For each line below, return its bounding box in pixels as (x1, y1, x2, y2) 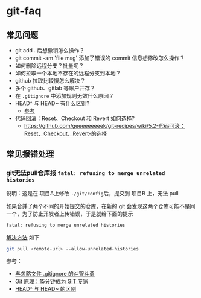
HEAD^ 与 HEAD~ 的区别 (14, 285, 77, 293)
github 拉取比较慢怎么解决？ (14, 77, 86, 84)
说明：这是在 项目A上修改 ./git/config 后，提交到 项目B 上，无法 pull (6, 189, 179, 197)
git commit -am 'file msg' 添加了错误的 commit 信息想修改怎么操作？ (14, 54, 185, 62)
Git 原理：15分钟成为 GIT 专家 (14, 277, 89, 285)
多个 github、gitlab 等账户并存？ (14, 84, 95, 92)
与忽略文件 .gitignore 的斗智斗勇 (14, 270, 95, 277)
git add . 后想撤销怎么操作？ (14, 47, 85, 54)
